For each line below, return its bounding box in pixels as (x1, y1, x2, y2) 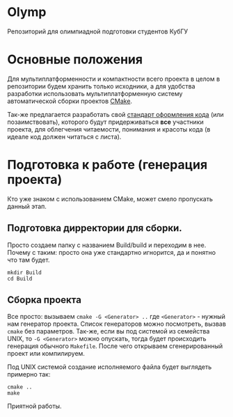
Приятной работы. (7, 402, 62, 411)
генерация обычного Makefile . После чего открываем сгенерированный (7, 342, 223, 350)
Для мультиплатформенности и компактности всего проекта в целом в (7, 74, 220, 83)
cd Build (7, 275, 33, 282)
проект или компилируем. (7, 349, 86, 358)
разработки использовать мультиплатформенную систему (7, 89, 183, 97)
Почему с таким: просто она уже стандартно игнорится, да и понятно (7, 248, 216, 256)
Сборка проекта (7, 294, 82, 306)
